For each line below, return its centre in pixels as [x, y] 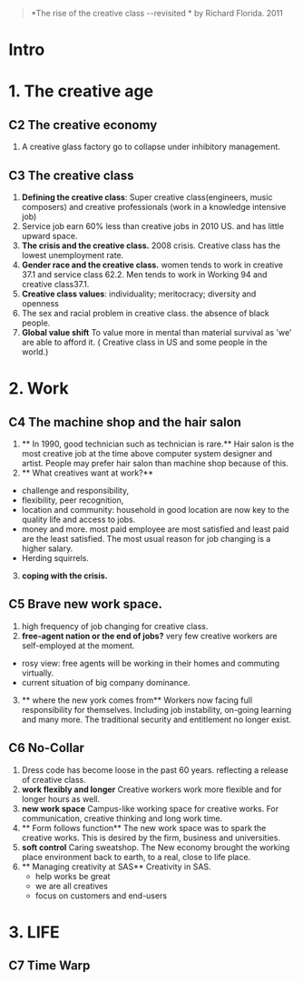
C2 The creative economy [83, 125]
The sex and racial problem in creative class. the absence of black [145, 313]
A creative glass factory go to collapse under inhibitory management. [151, 147]
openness [40, 303]
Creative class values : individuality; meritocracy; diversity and [139, 294]
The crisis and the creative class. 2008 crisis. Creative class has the [151, 245]
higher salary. [47, 548]
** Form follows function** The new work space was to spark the [144, 827]
